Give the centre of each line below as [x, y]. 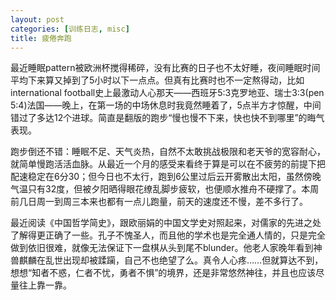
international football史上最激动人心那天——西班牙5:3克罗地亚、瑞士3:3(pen [167, 93]
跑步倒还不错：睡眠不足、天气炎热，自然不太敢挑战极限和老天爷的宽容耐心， [168, 152]
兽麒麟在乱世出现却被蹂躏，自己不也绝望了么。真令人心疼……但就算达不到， [167, 260]
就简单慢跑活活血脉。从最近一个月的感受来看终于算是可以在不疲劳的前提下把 [168, 164]
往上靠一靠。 [45, 285]
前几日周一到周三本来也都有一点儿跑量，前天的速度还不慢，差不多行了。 [159, 202]
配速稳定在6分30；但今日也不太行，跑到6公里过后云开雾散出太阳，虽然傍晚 [166, 177]
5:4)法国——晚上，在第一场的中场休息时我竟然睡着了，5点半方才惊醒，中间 [166, 105]
